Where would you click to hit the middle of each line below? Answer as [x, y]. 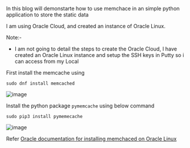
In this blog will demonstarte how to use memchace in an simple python [93, 9]
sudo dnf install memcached [41, 83]
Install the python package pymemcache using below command [80, 106]
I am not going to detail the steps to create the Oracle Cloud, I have [96, 49]
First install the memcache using [46, 73]
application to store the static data [48, 15]
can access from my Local [47, 61]
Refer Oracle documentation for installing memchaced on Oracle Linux [91, 139]
